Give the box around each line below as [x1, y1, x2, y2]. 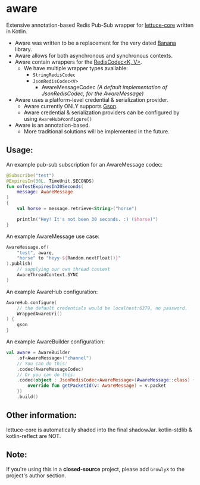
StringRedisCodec [32, 72, 76, 78]
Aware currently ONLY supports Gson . [23, 102, 118, 109]
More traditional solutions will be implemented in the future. [23, 127, 170, 135]
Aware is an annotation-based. [14, 121, 90, 129]
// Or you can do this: [17, 371, 76, 378]
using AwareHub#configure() [23, 115, 92, 122]
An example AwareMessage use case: [6, 233, 100, 240]
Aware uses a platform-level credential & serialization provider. [14, 96, 168, 103]
